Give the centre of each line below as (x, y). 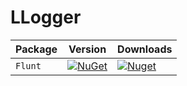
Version (87, 49)
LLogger (46, 17)
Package (36, 49)
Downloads (145, 49)
